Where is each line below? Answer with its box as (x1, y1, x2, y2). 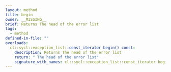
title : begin (5, 12, 33, 17)
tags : (5, 26, 17, 31)
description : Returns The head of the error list (14, 50, 122, 55)
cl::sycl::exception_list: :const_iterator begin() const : (10, 45, 136, 50)
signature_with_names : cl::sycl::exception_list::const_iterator (14, 59, 156, 64)
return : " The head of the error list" (14, 54, 99, 60)
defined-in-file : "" (5, 36, 49, 41)
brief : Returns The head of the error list (5, 21, 99, 27)
